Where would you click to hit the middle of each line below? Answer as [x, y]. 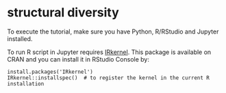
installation [26, 83]
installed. [20, 38]
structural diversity [63, 13]
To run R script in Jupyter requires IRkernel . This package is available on [109, 52]
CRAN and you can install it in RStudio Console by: [78, 59]
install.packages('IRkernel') [50, 72]
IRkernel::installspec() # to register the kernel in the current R [109, 78]
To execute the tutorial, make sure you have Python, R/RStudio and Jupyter [113, 31]
